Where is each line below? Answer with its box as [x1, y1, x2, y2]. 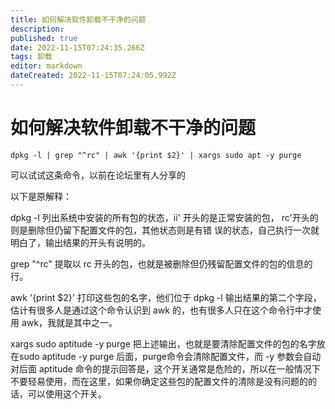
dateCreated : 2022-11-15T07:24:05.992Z [10, 71, 177, 81]
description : [10, 24, 65, 34]
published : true [10, 33, 78, 43]
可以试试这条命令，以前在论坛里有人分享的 [10, 169, 186, 181]
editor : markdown [10, 61, 83, 71]
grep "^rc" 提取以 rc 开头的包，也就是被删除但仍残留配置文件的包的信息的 [10, 257, 313, 270]
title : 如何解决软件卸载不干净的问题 [10, 14, 147, 25]
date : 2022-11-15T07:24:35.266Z [10, 42, 145, 53]
